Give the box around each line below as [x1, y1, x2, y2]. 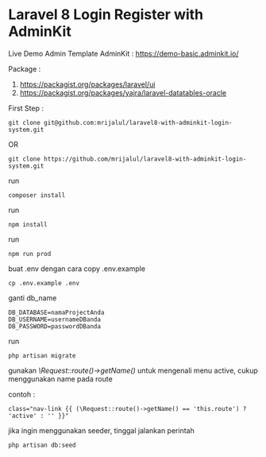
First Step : [8, 103, 44, 113]
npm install [8, 220, 48, 228]
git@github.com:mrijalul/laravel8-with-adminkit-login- [43, 118, 233, 126]
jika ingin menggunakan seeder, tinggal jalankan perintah [8, 425, 195, 435]
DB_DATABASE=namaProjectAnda [8, 308, 105, 316]
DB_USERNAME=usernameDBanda [8, 316, 102, 323]
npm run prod [8, 250, 52, 258]
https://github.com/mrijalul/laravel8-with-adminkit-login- [43, 155, 247, 163]
